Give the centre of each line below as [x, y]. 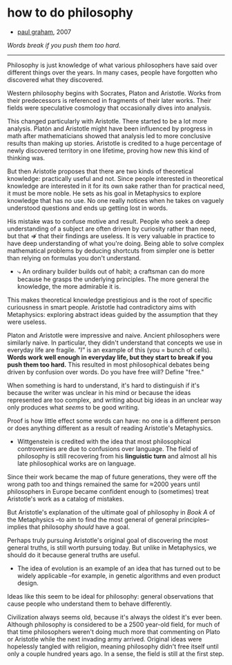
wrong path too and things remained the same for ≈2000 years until [104, 484]
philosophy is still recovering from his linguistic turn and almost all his [117, 456]
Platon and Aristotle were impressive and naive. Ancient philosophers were [114, 335]
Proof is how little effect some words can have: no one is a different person [114, 421]
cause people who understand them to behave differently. [89, 604]
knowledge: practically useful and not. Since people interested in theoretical [115, 178]
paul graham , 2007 [44, 32]
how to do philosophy [70, 13]
